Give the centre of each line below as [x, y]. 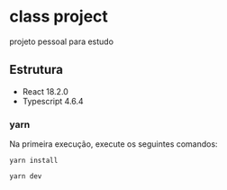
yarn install [34, 161]
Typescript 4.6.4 [53, 101]
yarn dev [26, 176]
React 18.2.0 [45, 91]
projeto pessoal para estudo [62, 41]
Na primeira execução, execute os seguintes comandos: [113, 144]
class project [59, 17]
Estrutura [36, 70]
